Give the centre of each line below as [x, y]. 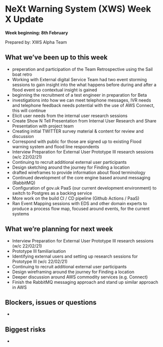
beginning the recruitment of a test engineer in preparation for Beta [80, 95]
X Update [24, 19]
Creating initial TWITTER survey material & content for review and [78, 131]
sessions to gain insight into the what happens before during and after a [84, 85]
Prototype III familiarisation [39, 251]
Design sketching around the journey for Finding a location [71, 167]
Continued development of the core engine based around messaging [81, 177]
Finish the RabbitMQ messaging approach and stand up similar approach [85, 282]
